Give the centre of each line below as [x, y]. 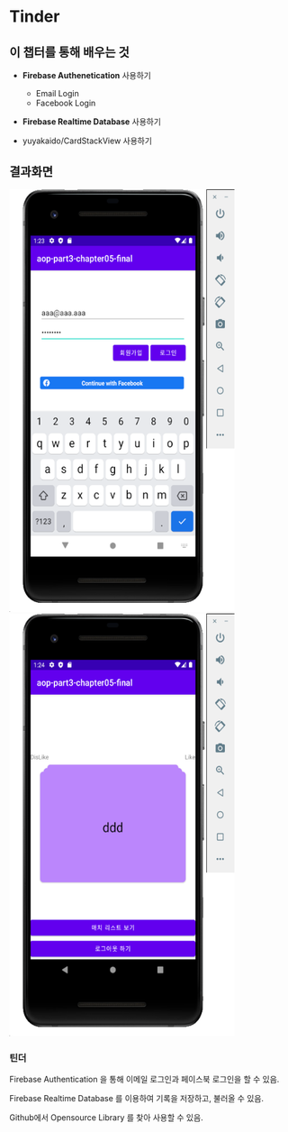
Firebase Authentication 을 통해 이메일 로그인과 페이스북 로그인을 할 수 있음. [144, 1080]
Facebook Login [66, 103]
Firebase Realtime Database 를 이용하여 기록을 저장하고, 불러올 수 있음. [136, 1099]
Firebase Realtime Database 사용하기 [92, 122]
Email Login [57, 93]
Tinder [35, 17]
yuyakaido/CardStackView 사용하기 [87, 141]
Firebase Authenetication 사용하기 [86, 75]
